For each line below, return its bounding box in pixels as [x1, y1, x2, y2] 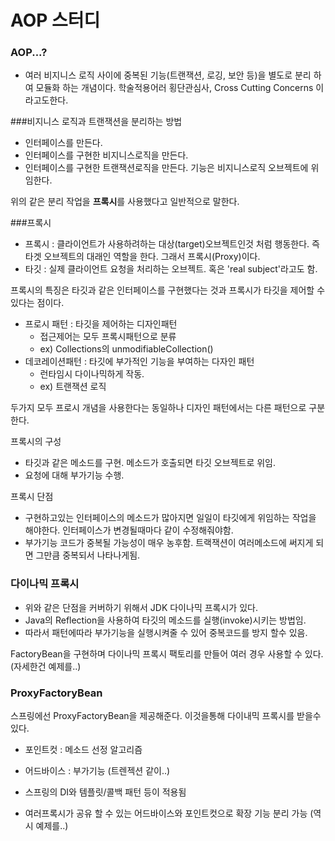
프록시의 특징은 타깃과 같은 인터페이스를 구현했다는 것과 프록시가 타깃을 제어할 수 [10, 284, 326, 296]
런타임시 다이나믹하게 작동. [39, 368, 145, 380]
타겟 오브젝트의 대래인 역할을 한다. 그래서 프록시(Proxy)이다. [24, 251, 261, 263]
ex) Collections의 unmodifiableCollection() [39, 343, 214, 355]
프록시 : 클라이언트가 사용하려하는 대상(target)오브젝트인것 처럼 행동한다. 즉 [24, 238, 320, 250]
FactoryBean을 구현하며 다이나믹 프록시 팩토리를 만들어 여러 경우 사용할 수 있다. [10, 647, 324, 660]
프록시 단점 [10, 491, 54, 503]
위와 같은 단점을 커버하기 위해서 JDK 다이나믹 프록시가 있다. [24, 601, 258, 613]
